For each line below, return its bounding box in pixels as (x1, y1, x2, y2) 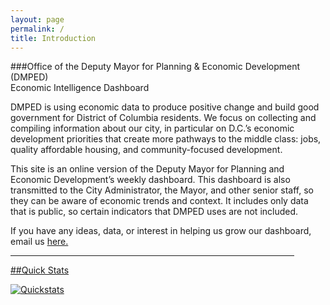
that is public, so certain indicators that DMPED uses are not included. (10, 206, 299, 218)
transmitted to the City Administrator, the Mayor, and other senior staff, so (10, 184, 314, 196)
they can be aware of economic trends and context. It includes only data (10, 195, 309, 207)
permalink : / (10, 24, 65, 34)
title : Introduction (10, 33, 97, 43)
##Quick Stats (10, 264, 70, 276)
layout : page (10, 14, 65, 25)
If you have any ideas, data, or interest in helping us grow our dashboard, (10, 225, 312, 237)
